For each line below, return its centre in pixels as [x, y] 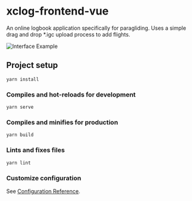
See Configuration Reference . [43, 191]
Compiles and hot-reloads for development [71, 94]
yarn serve [20, 107]
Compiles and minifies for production [62, 122]
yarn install [23, 79]
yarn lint [19, 163]
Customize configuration [44, 178]
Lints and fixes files [36, 150]
